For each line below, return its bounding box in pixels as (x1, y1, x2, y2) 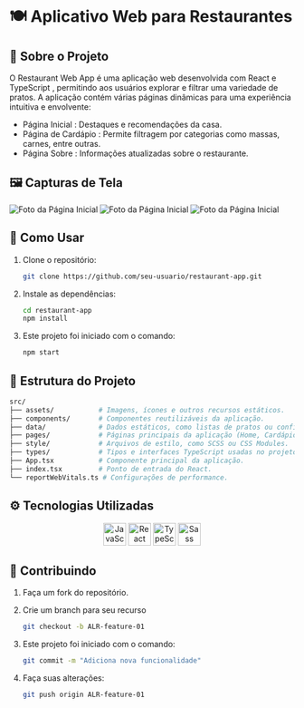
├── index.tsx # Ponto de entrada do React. (9, 464, 213, 473)
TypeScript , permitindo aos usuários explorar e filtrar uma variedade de (9, 82, 279, 92)
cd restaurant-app (22, 306, 92, 315)
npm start (22, 348, 61, 357)
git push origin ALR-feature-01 (22, 690, 145, 700)
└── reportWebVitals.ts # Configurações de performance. (9, 472, 229, 482)
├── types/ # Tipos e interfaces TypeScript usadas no (9, 448, 265, 457)
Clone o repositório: (22, 254, 97, 265)
